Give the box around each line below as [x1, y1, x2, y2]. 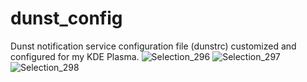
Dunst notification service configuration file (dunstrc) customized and [10, 40, 297, 52]
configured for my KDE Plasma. [10, 50, 140, 62]
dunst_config [10, 7, 123, 30]
